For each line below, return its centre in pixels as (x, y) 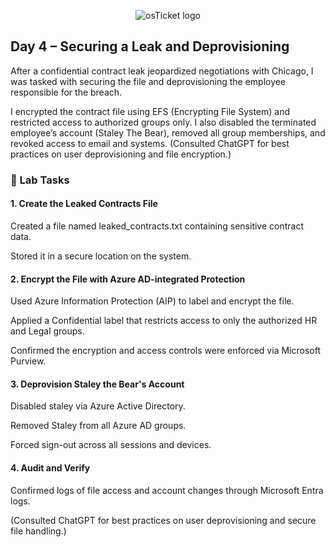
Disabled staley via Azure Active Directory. (98, 406)
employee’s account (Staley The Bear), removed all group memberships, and (168, 132)
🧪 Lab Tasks (40, 180)
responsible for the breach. (66, 92)
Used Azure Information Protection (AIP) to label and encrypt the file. (152, 301)
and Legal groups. (47, 331)
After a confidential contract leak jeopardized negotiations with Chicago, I (162, 71)
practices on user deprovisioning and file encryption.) (121, 154)
